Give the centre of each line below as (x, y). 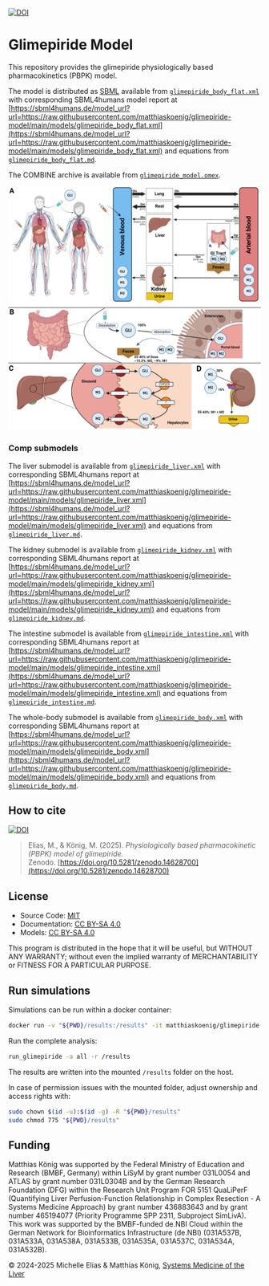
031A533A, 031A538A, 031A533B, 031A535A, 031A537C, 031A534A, (121, 1241)
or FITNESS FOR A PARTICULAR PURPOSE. (80, 965)
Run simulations (49, 990)
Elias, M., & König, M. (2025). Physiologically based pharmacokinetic (142, 845)
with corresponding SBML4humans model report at (93, 100)
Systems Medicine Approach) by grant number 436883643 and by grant (128, 1207)
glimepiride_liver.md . (45, 534)
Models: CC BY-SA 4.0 (57, 933)
